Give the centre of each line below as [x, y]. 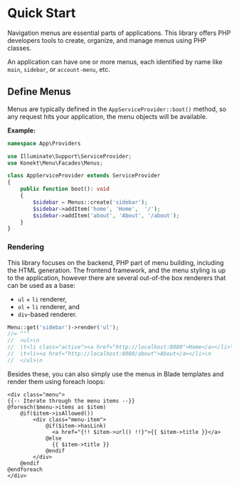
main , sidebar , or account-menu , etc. [59, 69]
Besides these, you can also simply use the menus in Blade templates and [116, 374]
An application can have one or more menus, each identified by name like [115, 61]
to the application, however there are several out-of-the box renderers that [117, 278]
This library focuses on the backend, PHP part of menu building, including [116, 262]
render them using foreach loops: [56, 381]
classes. [20, 48]
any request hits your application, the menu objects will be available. [107, 116]
